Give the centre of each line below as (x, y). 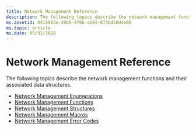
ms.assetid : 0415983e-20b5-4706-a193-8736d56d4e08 (69, 22)
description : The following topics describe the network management (91, 17)
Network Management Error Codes (57, 121)
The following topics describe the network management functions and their (97, 78)
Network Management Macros (51, 115)
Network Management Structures (55, 108)
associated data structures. (39, 85)
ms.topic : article (28, 28)
